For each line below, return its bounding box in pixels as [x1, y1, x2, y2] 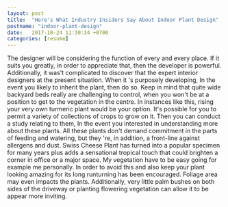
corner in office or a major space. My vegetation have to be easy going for [7, 156, 217, 164]
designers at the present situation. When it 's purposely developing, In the [7, 76, 216, 84]
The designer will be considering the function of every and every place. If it [7, 54, 220, 62]
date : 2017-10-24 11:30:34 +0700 [7, 29, 109, 36]
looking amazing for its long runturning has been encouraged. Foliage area [7, 170, 218, 178]
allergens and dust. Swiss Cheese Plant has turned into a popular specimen [7, 141, 220, 150]
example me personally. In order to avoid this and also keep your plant [7, 163, 205, 171]
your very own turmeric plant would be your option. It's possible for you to [7, 105, 217, 113]
